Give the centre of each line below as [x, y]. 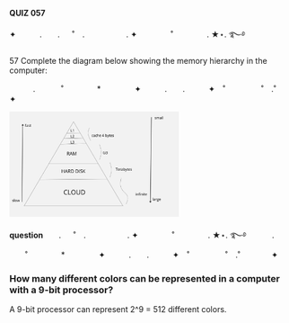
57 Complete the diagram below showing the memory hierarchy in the [138, 61]
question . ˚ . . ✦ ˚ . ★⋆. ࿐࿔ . [142, 235]
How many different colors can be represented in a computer [144, 278]
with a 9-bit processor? [61, 290]
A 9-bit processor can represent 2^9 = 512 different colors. [118, 310]
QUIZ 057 [27, 13]
